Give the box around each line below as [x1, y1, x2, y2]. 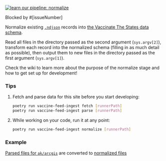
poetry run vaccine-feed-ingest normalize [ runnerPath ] [12, 127, 131, 132]
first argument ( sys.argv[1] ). [5, 55, 65, 61]
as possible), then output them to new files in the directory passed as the [5, 50, 156, 55]
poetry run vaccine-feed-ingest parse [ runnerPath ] [12, 108, 122, 113]
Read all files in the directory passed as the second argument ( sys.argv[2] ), [5, 39, 162, 45]
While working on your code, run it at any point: [12, 117, 110, 123]
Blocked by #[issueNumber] [5, 14, 63, 20]
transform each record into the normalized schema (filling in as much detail [5, 44, 160, 50]
